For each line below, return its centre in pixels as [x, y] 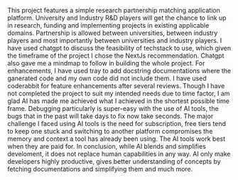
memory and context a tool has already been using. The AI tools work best [117, 139]
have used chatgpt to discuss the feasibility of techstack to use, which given [119, 48]
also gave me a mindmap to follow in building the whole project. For [106, 63]
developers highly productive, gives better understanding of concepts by [114, 162]
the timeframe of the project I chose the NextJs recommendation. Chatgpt [116, 55]
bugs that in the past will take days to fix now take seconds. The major [110, 116]
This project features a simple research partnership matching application [114, 10]
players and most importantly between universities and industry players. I [115, 41]
